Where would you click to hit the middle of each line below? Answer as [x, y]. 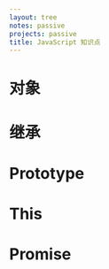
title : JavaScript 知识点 [55, 42]
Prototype [47, 173]
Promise [40, 254]
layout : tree [33, 17]
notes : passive [37, 26]
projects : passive [43, 34]
